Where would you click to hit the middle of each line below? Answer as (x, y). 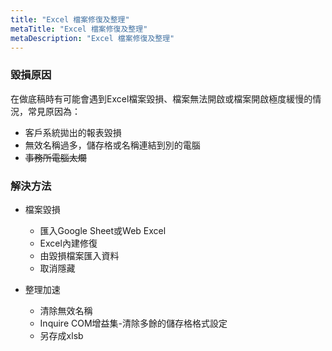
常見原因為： (54, 111)
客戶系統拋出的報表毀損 (73, 132)
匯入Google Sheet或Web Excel (103, 230)
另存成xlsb (61, 335)
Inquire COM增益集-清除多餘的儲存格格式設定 (133, 323)
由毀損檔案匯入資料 (79, 255)
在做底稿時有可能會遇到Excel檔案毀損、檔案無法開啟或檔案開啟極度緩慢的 (161, 98)
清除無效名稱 (66, 310)
